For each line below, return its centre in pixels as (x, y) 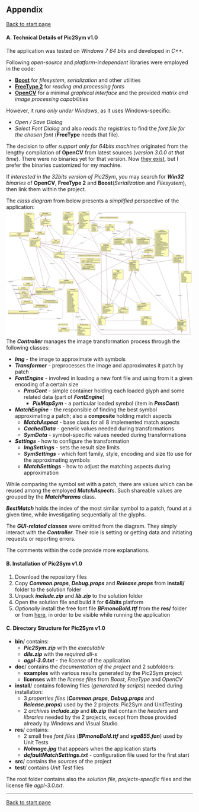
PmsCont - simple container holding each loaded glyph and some (104, 391)
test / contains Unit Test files (49, 767)
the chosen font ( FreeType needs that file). (67, 135)
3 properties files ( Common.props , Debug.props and (89, 698)
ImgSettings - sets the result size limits (72, 447)
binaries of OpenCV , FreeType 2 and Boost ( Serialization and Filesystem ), (96, 183)
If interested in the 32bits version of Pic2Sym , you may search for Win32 (95, 177)
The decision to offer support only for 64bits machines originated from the (97, 146)
